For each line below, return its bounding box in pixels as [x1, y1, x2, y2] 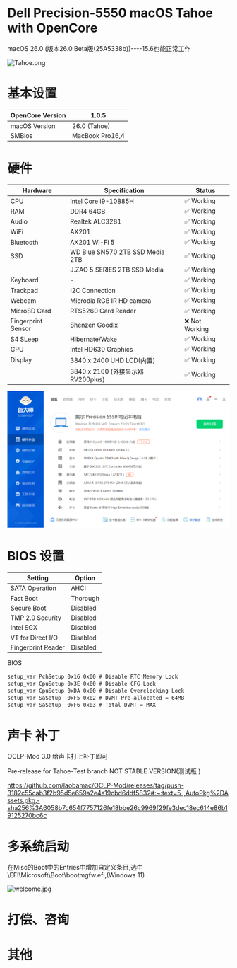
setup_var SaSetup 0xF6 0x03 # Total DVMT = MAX [7, 702, 157, 709]
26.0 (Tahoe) [71, 122, 111, 130]
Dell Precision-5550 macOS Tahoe [7, 5, 214, 21]
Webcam [10, 296, 37, 305]
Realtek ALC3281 [70, 217, 122, 226]
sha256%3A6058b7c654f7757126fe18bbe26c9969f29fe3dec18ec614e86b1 [7, 804, 228, 812]
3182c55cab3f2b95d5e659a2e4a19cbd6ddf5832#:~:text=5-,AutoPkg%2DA [7, 789, 229, 797]
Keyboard [10, 276, 39, 284]
